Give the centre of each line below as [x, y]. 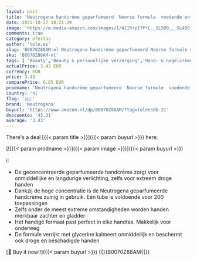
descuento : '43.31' [30, 115]
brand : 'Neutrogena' [31, 104]
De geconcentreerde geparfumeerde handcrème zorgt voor [87, 172]
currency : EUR [23, 72]
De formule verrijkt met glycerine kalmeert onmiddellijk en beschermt [98, 235]
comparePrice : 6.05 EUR [35, 83]
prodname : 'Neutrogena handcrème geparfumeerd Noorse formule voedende [98, 88]
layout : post [22, 11]
